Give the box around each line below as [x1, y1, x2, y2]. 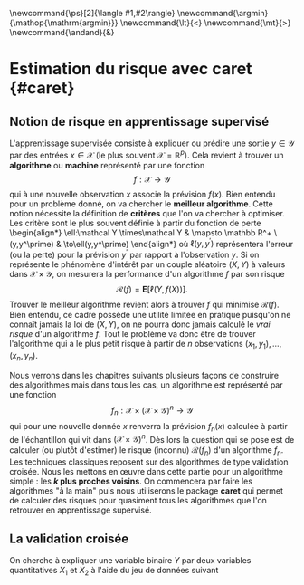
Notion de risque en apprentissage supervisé [9, 113, 270, 129]
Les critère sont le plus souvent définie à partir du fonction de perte [9, 217, 261, 228]
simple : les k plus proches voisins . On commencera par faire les [9, 475, 253, 487]
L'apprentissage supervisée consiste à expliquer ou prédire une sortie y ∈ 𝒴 [9, 138, 295, 149]
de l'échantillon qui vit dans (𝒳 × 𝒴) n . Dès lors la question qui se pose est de [9, 432, 295, 445]
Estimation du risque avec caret [9, 59, 252, 80]
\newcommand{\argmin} [176, 8, 269, 18]
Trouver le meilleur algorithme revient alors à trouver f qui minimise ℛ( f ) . [9, 299, 280, 310]
